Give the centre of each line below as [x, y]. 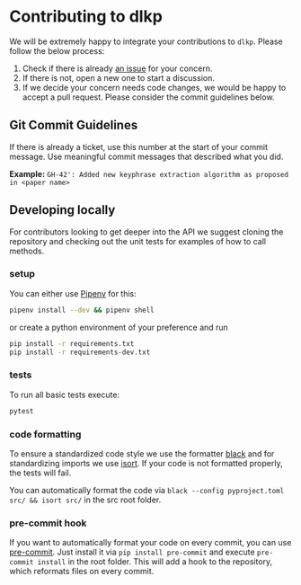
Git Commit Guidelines [74, 125]
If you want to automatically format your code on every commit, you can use [150, 543]
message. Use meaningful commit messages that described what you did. [146, 156]
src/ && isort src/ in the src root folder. [85, 500]
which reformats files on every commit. [82, 572]
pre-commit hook [48, 523]
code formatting [45, 434]
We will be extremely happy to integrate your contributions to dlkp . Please [146, 41]
